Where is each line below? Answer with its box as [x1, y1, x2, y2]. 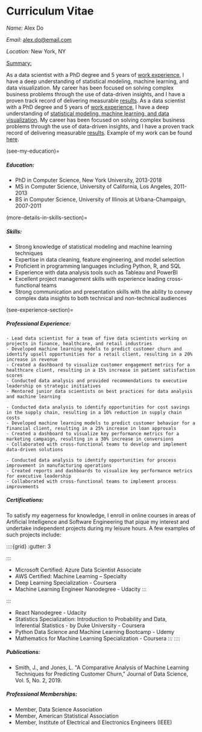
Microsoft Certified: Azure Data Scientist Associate [14, 566, 142, 573]
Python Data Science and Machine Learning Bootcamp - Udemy [14, 628, 175, 635]
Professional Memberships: [6, 690, 77, 697]
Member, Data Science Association [14, 705, 103, 713]
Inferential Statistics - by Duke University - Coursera [14, 622, 145, 629]
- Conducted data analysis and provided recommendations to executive [6, 377, 188, 384]
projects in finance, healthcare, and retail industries [6, 340, 153, 346]
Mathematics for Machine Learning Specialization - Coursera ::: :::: [14, 635, 180, 642]
